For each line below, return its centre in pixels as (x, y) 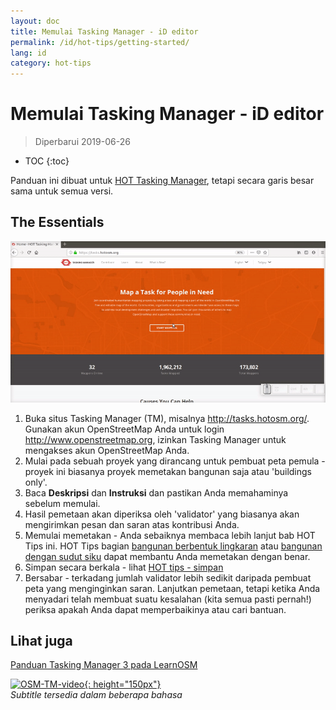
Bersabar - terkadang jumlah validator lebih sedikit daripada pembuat (168, 577)
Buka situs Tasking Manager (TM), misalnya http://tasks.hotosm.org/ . (167, 418)
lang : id (28, 53)
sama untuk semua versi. (62, 191)
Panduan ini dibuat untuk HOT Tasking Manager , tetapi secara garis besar (162, 181)
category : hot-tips (51, 63)
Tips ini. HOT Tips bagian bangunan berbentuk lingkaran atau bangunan (173, 546)
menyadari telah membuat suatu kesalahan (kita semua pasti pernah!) (168, 599)
